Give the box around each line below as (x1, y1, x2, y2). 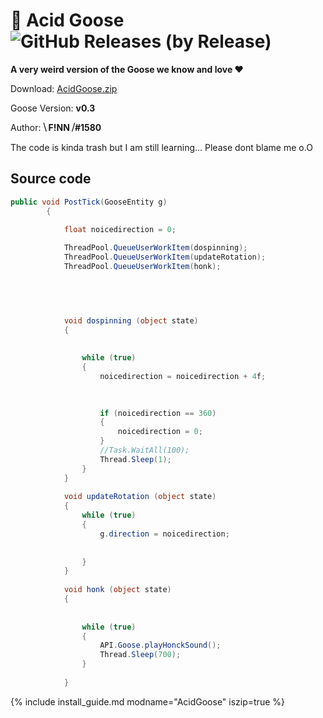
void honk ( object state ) (63, 585, 172, 595)
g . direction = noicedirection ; (99, 529, 230, 539)
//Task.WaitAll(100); (99, 445, 190, 455)
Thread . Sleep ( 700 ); (99, 650, 182, 660)
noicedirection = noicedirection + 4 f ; (99, 371, 267, 381)
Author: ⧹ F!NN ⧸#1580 (10, 121, 102, 133)
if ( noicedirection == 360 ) (99, 408, 217, 418)
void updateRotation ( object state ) (63, 492, 217, 502)
